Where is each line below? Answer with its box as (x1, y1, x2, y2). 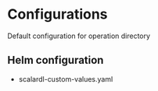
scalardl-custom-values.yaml (18, 74, 113, 83)
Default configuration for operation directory (7, 31, 150, 40)
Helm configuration (7, 54, 104, 67)
